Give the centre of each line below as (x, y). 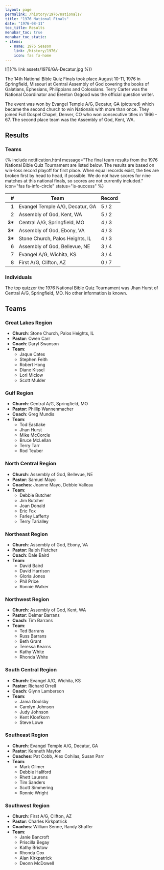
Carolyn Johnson (37, 707)
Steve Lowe (31, 722)
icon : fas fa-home (33, 55)
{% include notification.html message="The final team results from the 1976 (82, 160)
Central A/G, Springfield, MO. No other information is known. (66, 293)
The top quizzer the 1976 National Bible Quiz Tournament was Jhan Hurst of (82, 288)
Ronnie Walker (34, 586)
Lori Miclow (31, 375)
